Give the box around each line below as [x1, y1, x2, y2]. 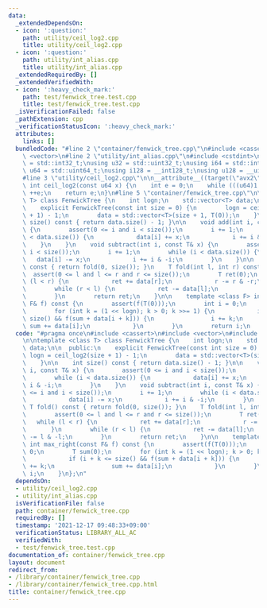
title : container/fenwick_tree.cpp [8, 588, 126, 596]
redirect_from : [8, 566, 59, 574]
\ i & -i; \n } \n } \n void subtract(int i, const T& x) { [22, 381, 261, 389]
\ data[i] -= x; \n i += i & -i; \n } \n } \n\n [22, 255, 254, 263]
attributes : [15, 130, 56, 137]
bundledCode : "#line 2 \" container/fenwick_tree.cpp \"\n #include [15, 145, 237, 153]
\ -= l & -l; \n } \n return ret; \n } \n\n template [22, 432, 261, 441]
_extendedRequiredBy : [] [15, 71, 98, 79]
